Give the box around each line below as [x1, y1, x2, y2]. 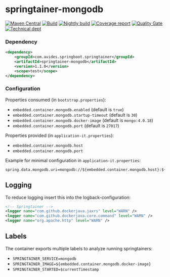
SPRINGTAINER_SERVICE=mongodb [12, 256, 77, 261]
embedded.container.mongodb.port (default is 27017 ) [12, 122, 120, 128]
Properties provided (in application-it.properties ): [5, 132, 114, 138]
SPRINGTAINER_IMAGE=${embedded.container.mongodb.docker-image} [12, 261, 151, 266]
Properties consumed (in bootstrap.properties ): [5, 97, 106, 103]
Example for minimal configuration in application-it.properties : [5, 157, 141, 163]
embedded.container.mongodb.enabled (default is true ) [12, 106, 124, 112]
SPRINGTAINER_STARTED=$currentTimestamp [12, 267, 99, 272]
